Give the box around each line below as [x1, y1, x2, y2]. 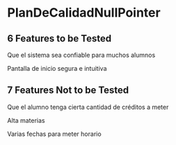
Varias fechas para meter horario [7, 130, 102, 138]
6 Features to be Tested [7, 33, 112, 44]
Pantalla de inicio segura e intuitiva [7, 65, 107, 72]
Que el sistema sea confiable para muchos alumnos [7, 51, 156, 59]
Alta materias [7, 116, 45, 124]
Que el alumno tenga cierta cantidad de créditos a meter [7, 103, 169, 111]
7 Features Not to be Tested [7, 85, 129, 96]
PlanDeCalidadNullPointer [7, 5, 161, 21]
